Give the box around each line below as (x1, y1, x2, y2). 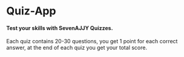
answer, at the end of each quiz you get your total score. (6, 44, 147, 52)
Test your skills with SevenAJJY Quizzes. (6, 24, 113, 31)
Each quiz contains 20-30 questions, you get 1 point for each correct (6, 38, 178, 45)
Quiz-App (6, 4, 56, 18)
